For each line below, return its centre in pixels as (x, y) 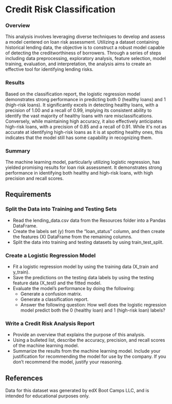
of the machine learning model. (46, 345)
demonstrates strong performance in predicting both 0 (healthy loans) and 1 (85, 99)
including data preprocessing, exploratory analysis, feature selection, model (85, 59)
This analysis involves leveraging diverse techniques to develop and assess (85, 36)
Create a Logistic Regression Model (51, 255)
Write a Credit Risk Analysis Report (50, 323)
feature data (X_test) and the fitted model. (57, 283)
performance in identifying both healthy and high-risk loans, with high (79, 173)
